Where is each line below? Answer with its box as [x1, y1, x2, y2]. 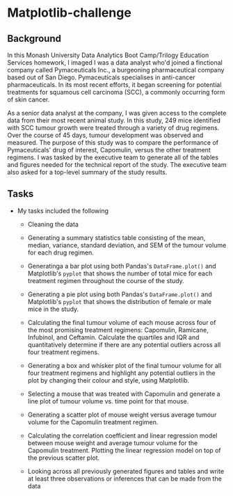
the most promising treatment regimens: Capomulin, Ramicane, [27, 326, 209, 334]
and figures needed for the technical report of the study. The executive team [7, 161, 227, 168]
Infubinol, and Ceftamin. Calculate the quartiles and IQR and [27, 333, 200, 342]
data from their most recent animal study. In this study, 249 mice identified [7, 116, 221, 125]
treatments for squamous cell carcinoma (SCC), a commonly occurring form [7, 88, 225, 96]
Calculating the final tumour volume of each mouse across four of [27, 318, 216, 326]
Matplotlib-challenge [7, 5, 132, 21]
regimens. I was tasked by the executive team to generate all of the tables [7, 153, 219, 161]
